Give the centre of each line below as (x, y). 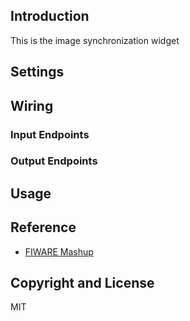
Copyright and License (82, 283)
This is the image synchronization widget (95, 40)
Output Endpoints (54, 161)
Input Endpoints (50, 134)
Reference (43, 227)
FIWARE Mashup (59, 251)
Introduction (50, 16)
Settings (37, 72)
